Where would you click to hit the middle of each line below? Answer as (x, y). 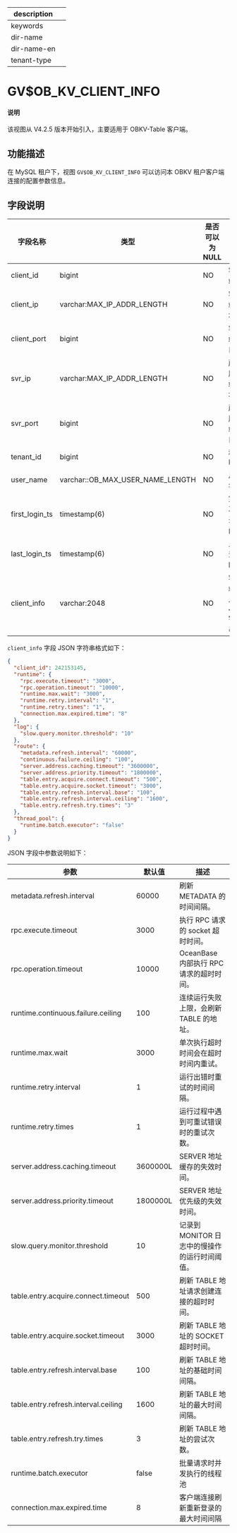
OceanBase (198, 953)
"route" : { (30, 747)
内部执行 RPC (201, 963)
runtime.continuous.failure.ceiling (66, 1013)
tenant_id (26, 457)
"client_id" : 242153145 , (50, 668)
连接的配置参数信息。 (38, 181)
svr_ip (21, 379)
